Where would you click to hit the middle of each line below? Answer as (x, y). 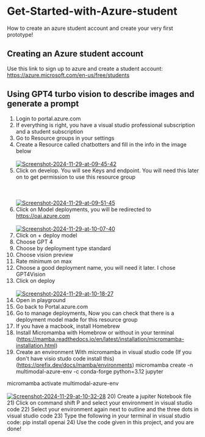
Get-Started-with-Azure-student (92, 11)
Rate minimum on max (44, 261)
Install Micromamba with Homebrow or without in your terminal (95, 332)
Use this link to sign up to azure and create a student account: (85, 68)
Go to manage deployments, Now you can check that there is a (95, 313)
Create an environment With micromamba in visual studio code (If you (103, 352)
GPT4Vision (31, 274)
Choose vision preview (45, 255)
